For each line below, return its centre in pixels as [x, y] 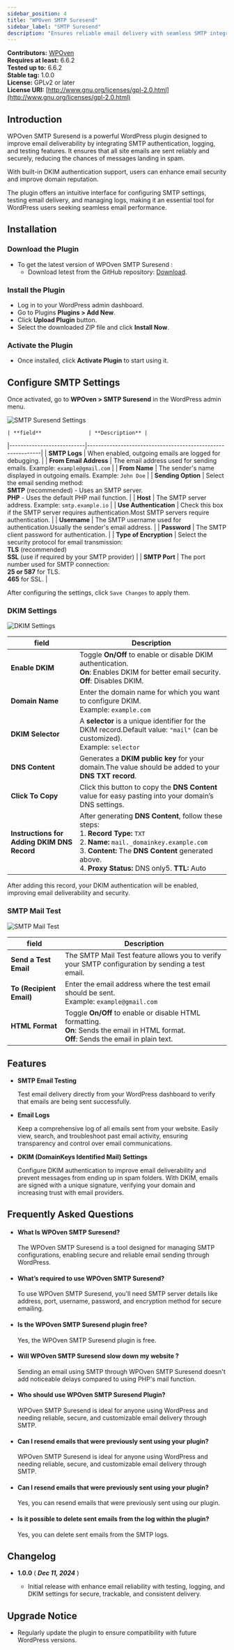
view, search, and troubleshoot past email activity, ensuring [102, 1136]
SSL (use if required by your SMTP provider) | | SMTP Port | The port [106, 557]
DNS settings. [102, 804]
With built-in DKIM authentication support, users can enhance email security [117, 172]
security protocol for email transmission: [65, 542]
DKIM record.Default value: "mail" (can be [149, 730]
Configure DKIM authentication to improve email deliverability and [112, 1170]
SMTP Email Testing [47, 1080]
